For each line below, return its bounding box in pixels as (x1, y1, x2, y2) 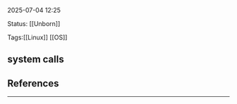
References (7, 77, 59, 89)
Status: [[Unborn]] (7, 20, 61, 27)
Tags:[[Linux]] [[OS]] (7, 33, 68, 41)
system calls (7, 53, 65, 65)
